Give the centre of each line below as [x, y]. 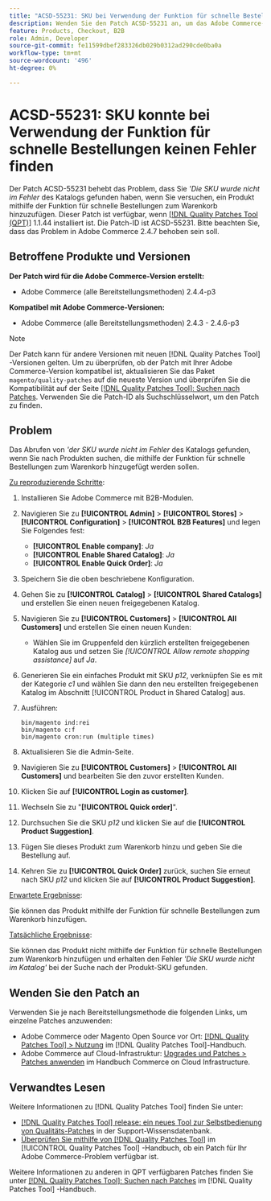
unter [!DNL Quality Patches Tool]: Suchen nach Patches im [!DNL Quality [131, 1180]
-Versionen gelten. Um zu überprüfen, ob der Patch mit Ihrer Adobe [121, 362]
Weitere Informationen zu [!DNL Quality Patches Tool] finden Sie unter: [126, 1106]
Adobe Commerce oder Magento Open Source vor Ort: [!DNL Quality [135, 1036]
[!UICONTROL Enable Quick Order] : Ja [98, 563]
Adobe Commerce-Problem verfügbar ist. [90, 1156]
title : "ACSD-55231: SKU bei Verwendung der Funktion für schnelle [125, 16]
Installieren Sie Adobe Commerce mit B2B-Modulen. [107, 498]
